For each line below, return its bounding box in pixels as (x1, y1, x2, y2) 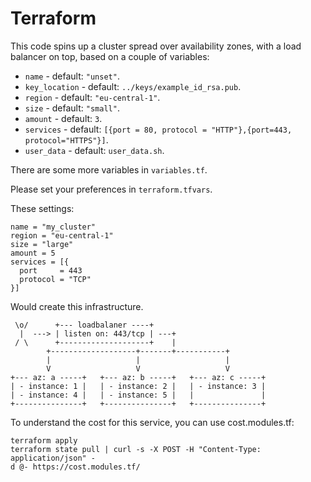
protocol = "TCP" (19, 274, 92, 284)
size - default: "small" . (24, 102, 120, 114)
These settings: (10, 202, 75, 214)
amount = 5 (10, 248, 56, 258)
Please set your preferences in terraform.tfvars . (10, 183, 213, 195)
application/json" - (10, 453, 97, 463)
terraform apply (10, 435, 78, 446)
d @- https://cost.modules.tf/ (10, 462, 141, 472)
